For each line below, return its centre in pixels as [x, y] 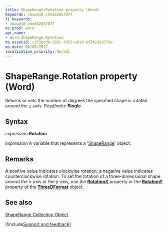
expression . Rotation [26, 134]
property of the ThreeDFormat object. [44, 187]
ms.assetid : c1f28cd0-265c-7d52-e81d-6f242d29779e [59, 42]
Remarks [19, 159]
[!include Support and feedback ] [38, 224]
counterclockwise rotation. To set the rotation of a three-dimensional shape [83, 176]
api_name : [15, 33]
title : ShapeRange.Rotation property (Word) [52, 10]
